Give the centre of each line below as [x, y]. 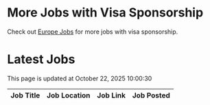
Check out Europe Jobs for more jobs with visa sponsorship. [93, 32]
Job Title [25, 95]
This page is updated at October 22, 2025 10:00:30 [80, 78]
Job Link [111, 95]
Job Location [69, 95]
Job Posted [151, 95]
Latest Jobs [41, 59]
